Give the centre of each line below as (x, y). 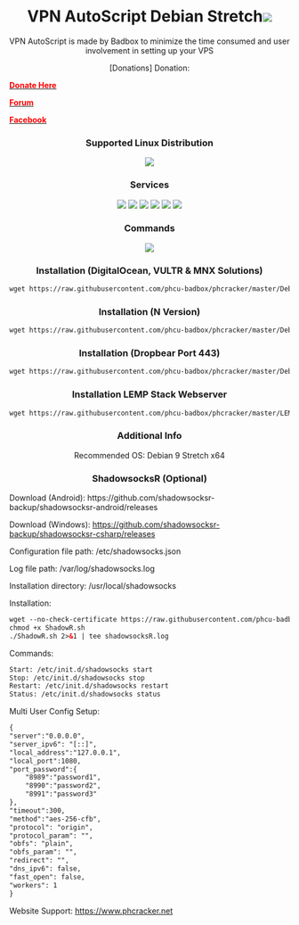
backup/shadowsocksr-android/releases (84, 508)
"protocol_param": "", (51, 836)
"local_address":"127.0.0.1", (65, 752)
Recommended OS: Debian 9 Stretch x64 (149, 455)
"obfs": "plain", (41, 844)
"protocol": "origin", (51, 827)
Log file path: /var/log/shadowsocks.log (82, 569)
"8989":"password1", (63, 778)
